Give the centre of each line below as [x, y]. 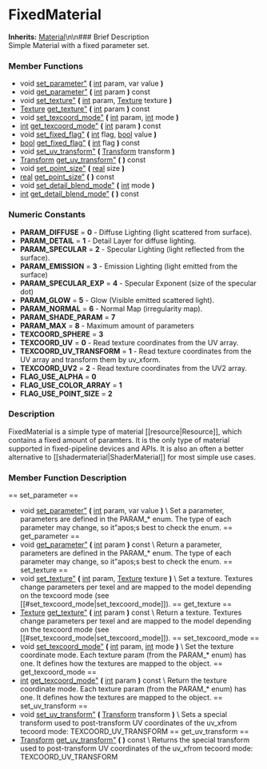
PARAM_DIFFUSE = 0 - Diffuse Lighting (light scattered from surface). [136, 232]
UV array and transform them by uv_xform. [90, 359]
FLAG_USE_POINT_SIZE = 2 [66, 393]
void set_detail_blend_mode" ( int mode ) [87, 185]
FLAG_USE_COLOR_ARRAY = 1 [71, 384]
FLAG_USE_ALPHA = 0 [58, 377]
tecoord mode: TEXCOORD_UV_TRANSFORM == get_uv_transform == [134, 731]
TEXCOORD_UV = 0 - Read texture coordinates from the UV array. [129, 342]
